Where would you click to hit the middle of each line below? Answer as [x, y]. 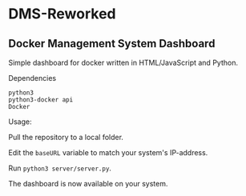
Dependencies [32, 78]
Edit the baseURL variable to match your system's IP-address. [108, 152]
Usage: [20, 122]
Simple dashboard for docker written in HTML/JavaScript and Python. [123, 62]
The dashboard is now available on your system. [88, 184]
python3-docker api [41, 100]
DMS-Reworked [62, 14]
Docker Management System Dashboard [112, 44]
